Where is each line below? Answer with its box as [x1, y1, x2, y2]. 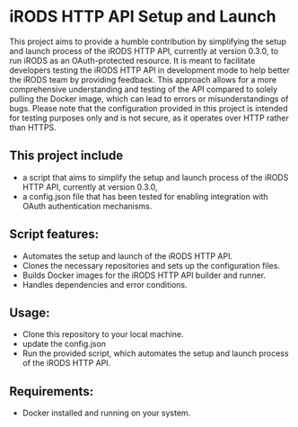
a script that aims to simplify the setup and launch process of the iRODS [22, 172, 289, 182]
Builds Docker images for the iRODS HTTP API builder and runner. [22, 270, 267, 280]
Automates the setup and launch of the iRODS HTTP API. [22, 250, 233, 262]
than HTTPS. [9, 121, 57, 132]
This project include [9, 148, 124, 164]
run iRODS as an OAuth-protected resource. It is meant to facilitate [9, 55, 256, 66]
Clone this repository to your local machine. [22, 329, 184, 340]
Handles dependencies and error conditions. [22, 279, 188, 289]
